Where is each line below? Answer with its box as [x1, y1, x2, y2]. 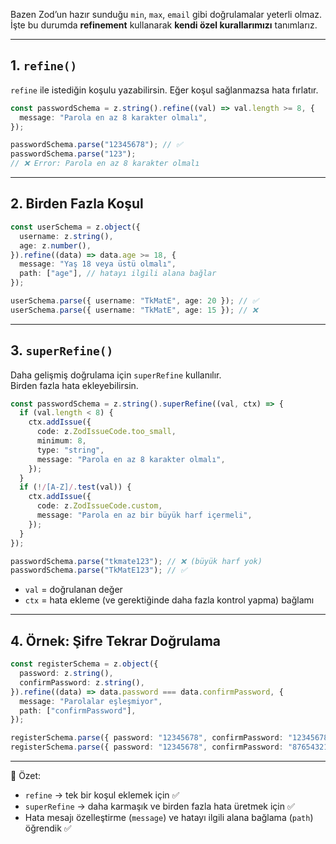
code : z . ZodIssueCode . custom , [36, 501, 163, 511]
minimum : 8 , [36, 436, 87, 446]
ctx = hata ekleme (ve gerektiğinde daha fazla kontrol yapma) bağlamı [24, 594, 315, 606]
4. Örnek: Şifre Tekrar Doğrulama [10, 632, 222, 649]
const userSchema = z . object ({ [10, 222, 141, 232]
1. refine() [10, 57, 78, 74]
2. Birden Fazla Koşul [10, 195, 144, 213]
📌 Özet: [10, 770, 42, 781]
